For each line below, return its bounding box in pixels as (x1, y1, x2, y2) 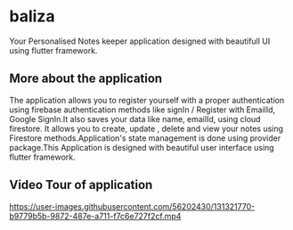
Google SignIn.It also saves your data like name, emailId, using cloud (9, 113, 261, 124)
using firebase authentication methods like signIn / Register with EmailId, (9, 104, 276, 115)
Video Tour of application (9, 177, 153, 193)
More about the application (9, 71, 163, 86)
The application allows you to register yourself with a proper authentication (9, 94, 285, 105)
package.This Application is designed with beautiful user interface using (9, 142, 274, 152)
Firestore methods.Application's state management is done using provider (9, 132, 281, 144)
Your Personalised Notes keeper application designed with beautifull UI (9, 36, 271, 46)
